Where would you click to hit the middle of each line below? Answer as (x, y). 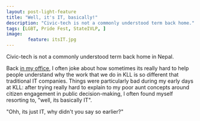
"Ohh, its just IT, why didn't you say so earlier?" (65, 112)
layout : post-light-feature (41, 12)
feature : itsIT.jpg (52, 40)
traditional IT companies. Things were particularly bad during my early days (100, 81)
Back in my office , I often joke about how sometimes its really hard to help (98, 68)
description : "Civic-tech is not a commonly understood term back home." (101, 23)
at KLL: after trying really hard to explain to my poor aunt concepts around (98, 87)
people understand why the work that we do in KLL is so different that (92, 75)
